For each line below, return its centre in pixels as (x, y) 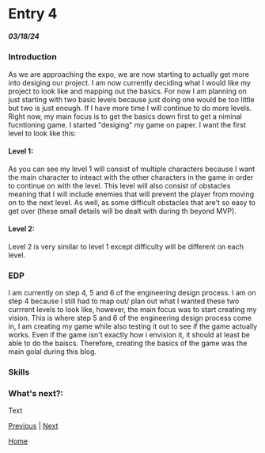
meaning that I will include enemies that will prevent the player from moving (131, 194)
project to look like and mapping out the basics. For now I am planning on (127, 91)
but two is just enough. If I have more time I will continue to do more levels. (130, 108)
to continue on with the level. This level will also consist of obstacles (119, 185)
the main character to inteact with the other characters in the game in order (131, 177)
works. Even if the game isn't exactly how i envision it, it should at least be (129, 335)
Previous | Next (33, 426)
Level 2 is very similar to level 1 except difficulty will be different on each (126, 246)
